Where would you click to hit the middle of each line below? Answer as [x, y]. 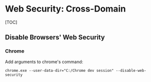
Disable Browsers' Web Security [55, 37]
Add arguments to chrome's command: [44, 62]
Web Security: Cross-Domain [66, 9]
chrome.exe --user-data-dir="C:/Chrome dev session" [59, 70]
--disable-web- [131, 70]
